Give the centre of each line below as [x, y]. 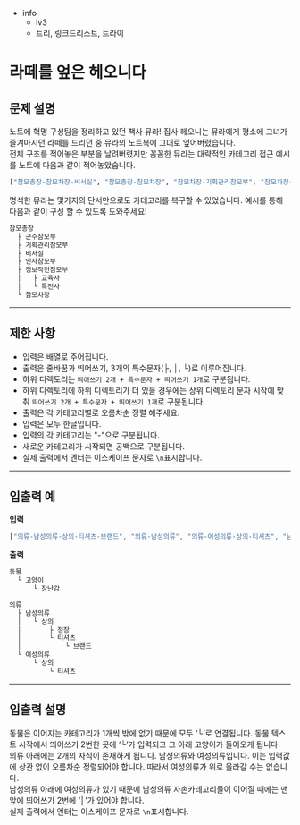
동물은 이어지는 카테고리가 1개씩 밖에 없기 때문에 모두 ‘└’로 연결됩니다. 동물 [139, 733]
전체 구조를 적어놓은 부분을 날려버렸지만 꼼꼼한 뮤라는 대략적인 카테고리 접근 [142, 154]
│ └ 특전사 [39, 286]
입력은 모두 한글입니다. [62, 423]
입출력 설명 [38, 710]
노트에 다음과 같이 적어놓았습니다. [77, 165]
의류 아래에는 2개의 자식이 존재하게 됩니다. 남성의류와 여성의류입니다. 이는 [138, 755]
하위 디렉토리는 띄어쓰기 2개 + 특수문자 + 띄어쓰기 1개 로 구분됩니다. [136, 378]
